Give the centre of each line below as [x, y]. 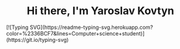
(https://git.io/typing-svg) [37, 40]
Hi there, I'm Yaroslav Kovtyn [100, 11]
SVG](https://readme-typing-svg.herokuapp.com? [91, 27]
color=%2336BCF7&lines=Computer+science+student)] [75, 33]
